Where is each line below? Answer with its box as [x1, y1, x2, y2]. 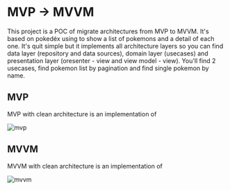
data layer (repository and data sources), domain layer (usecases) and [7, 49, 208, 58]
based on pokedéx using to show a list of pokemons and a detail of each [7, 34, 215, 42]
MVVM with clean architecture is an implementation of [7, 162, 163, 170]
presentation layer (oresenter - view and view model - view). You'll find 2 [7, 56, 216, 64]
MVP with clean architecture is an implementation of [7, 110, 157, 118]
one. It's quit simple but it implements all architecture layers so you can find [7, 42, 224, 50]
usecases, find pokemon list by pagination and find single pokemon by [7, 64, 210, 72]
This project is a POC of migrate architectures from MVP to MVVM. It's [7, 27, 210, 35]
